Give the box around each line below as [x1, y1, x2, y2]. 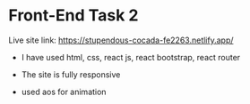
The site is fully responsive [21, 68, 121, 80]
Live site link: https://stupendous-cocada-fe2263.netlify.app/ [8, 35, 234, 45]
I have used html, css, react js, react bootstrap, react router [21, 52, 241, 62]
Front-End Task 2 [8, 5, 139, 26]
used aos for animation [21, 86, 107, 97]
